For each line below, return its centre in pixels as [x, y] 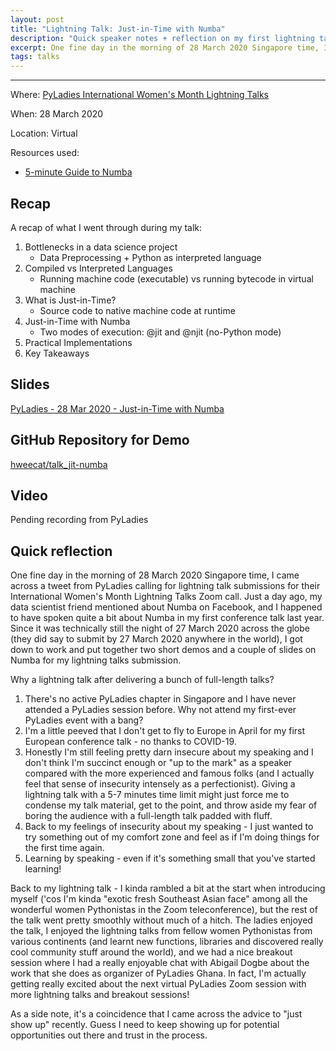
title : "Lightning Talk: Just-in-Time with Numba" [118, 29]
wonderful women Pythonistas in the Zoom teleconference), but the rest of [164, 910]
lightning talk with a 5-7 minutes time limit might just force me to [157, 795]
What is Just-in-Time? [70, 300]
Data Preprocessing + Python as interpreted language [150, 257]
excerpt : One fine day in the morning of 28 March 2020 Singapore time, [165, 47]
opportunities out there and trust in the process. [109, 1035]
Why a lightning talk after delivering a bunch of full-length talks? [142, 680]
